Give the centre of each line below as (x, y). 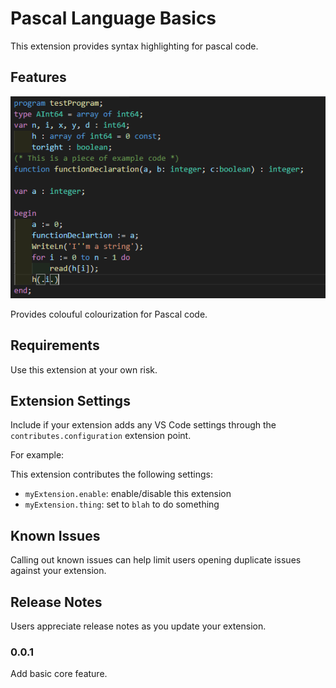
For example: (37, 455)
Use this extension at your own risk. (84, 369)
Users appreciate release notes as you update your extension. (138, 626)
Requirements (55, 345)
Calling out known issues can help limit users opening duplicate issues (156, 560)
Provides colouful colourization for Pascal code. (109, 314)
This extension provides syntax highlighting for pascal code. (134, 46)
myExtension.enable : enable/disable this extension (128, 494)
